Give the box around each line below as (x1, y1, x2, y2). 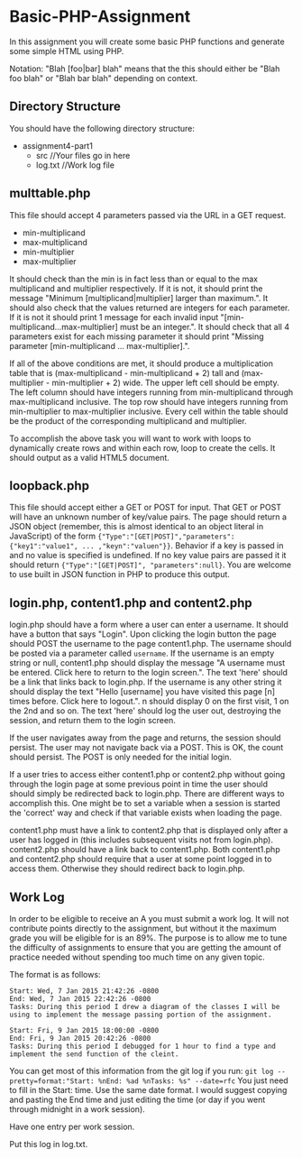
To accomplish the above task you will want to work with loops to (9, 433, 252, 444)
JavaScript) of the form (9, 530, 96, 542)
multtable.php (9, 186, 91, 201)
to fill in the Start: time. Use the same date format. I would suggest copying (9, 1085, 288, 1095)
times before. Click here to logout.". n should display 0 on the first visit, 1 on (9, 696, 289, 707)
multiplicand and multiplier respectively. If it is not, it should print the (9, 282, 263, 294)
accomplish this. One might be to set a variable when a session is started (9, 798, 281, 809)
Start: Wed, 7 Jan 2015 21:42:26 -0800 (9, 987, 160, 996)
